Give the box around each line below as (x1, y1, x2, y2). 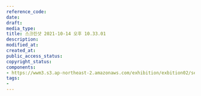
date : (6, 14, 20, 20)
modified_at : (6, 42, 39, 48)
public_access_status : (6, 53, 63, 59)
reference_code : (6, 8, 47, 15)
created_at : (6, 48, 36, 54)
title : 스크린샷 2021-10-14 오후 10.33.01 (6, 31, 106, 37)
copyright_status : (6, 58, 52, 64)
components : (6, 64, 36, 70)
